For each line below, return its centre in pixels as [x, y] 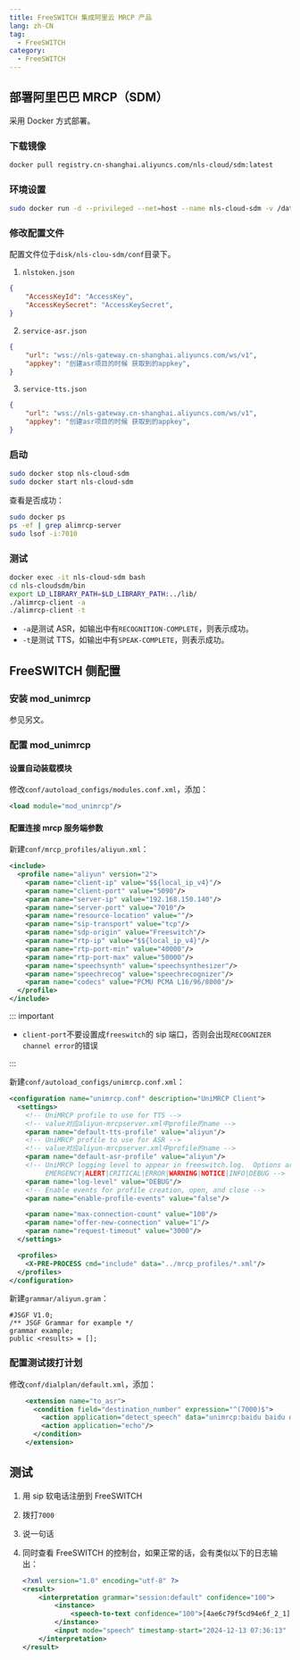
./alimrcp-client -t [48, 611]
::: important [32, 1016]
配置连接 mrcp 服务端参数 [56, 828]
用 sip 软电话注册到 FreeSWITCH [82, 1496]
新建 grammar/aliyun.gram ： [59, 1298]
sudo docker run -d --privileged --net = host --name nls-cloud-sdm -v [142, 209]
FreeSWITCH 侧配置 [65, 671]
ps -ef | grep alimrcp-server [66, 525]
